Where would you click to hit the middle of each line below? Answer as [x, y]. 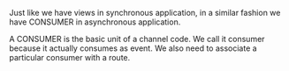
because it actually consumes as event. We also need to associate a [133, 48]
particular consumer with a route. [70, 57]
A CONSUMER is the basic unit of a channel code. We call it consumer [137, 39]
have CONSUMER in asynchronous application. [95, 22]
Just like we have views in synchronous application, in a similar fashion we [145, 13]
